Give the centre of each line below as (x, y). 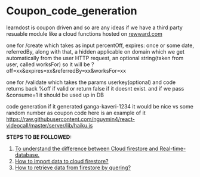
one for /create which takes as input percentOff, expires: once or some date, (100, 45)
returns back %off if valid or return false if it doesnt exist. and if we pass (95, 88)
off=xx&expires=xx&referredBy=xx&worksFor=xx (66, 70)
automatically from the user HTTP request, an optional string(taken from (95, 58)
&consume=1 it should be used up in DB (55, 95)
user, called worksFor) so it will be (48, 64)
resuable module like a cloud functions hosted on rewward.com (84, 33)
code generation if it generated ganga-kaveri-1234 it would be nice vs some (100, 106)
